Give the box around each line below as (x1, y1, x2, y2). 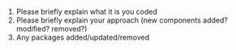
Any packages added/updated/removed (15, 32, 150, 42)
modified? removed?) (15, 24, 88, 33)
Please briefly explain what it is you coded (15, 7, 158, 16)
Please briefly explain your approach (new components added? (15, 15, 229, 25)
